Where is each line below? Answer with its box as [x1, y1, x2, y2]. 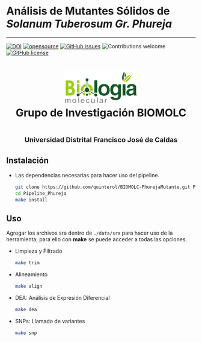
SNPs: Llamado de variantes [14, 317, 85, 325]
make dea [14, 306, 37, 313]
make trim [14, 260, 40, 266]
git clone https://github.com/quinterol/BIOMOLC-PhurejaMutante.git [14, 184, 191, 190]
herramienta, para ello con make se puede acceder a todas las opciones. [6, 236, 188, 243]
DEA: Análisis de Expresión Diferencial [14, 294, 110, 302]
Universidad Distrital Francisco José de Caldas [24, 136, 178, 144]
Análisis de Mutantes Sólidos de [6, 4, 170, 18]
